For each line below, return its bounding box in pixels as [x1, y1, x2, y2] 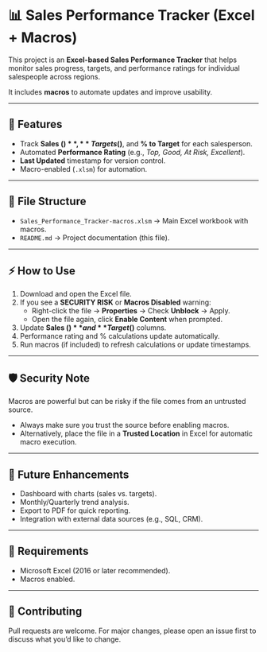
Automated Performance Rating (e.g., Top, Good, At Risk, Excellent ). [19, 147, 246, 157]
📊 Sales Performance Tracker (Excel [8, 6, 255, 25]
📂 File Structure [8, 195, 87, 208]
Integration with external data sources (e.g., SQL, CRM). [19, 514, 203, 523]
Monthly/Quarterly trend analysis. [19, 498, 130, 506]
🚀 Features [8, 118, 63, 131]
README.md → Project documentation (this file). [19, 232, 170, 243]
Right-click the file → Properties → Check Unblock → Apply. [31, 306, 230, 316]
